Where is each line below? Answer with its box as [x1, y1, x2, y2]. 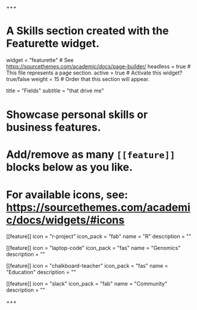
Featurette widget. [6, 37, 100, 51]
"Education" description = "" [6, 269, 76, 276]
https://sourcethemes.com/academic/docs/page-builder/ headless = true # [6, 63, 191, 70]
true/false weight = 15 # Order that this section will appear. [6, 75, 150, 82]
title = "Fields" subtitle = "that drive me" [6, 87, 104, 94]
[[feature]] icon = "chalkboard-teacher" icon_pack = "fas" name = [6, 262, 168, 269]
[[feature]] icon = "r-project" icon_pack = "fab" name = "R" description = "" [6, 233, 192, 240]
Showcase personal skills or [6, 108, 148, 122]
